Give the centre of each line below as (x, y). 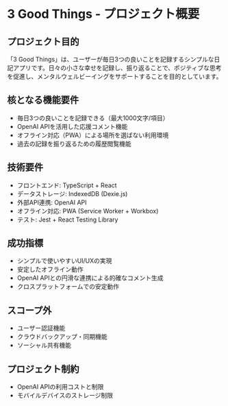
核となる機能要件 (43, 100)
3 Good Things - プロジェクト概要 (103, 14)
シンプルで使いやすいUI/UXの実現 (64, 261)
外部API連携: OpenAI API (52, 202)
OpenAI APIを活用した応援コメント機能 (72, 126)
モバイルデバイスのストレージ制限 (65, 396)
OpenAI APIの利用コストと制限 (60, 387)
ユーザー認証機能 (41, 328)
